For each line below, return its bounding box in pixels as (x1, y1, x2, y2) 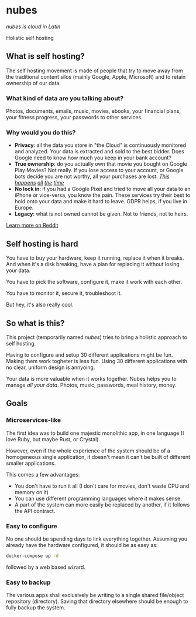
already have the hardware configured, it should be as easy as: (6, 541, 158, 548)
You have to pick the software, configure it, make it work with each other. (6, 279, 183, 286)
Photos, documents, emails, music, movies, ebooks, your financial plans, (6, 108, 181, 115)
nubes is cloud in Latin (6, 23, 61, 30)
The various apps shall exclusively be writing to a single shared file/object (6, 592, 184, 599)
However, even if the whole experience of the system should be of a (6, 447, 171, 454)
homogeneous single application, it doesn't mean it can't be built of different (6, 453, 191, 460)
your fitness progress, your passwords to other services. (6, 114, 143, 121)
